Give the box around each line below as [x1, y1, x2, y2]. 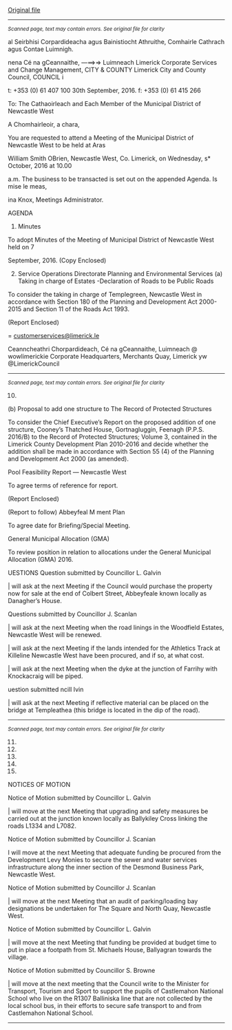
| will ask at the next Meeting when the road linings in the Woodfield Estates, [8, 623, 224, 631]
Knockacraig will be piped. [8, 672, 83, 680]
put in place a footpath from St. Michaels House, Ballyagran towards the [8, 946, 212, 954]
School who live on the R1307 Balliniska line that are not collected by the [8, 994, 213, 1002]
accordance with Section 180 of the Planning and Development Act [8, 297, 198, 306]
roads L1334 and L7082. [8, 822, 76, 830]
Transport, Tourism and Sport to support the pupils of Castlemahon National [8, 987, 224, 995]
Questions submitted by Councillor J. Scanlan [8, 610, 137, 618]
